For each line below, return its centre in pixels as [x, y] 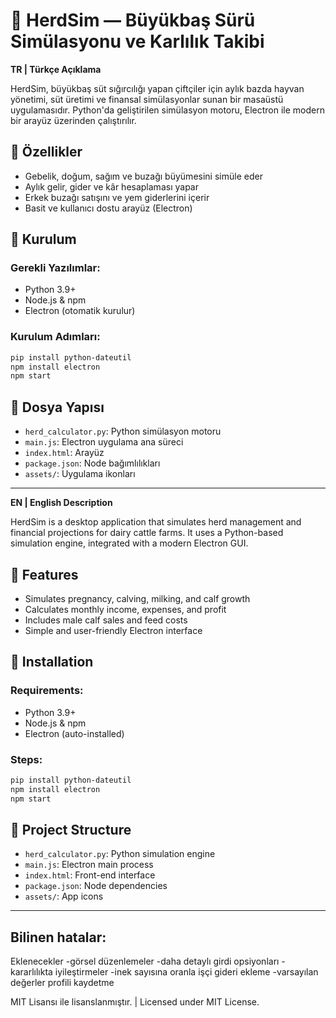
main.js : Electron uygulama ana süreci [104, 442]
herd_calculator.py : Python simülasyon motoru [123, 431]
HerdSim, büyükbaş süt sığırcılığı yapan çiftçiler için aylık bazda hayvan [157, 88]
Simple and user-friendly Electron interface [113, 630]
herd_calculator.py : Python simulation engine [120, 854]
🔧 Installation [52, 662]
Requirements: [47, 691]
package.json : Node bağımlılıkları [92, 463]
